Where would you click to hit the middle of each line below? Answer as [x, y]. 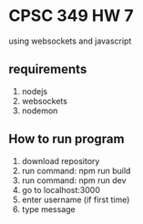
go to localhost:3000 [61, 190]
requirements [48, 69]
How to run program [66, 139]
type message [49, 209]
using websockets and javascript [70, 41]
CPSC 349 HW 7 [71, 16]
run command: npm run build [76, 170]
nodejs [34, 91]
